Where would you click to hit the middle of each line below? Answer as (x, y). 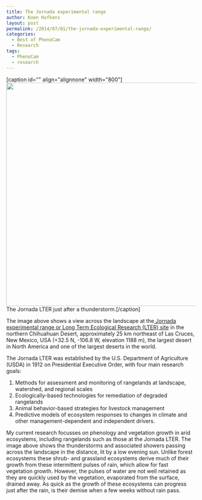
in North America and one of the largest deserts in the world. (81, 346)
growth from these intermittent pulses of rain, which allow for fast (87, 464)
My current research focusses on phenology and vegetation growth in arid (98, 433)
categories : (21, 34)
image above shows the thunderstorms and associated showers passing (96, 445)
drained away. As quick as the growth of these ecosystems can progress (96, 484)
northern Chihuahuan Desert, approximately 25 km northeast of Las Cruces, (100, 333)
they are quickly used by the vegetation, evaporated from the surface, (93, 477)
